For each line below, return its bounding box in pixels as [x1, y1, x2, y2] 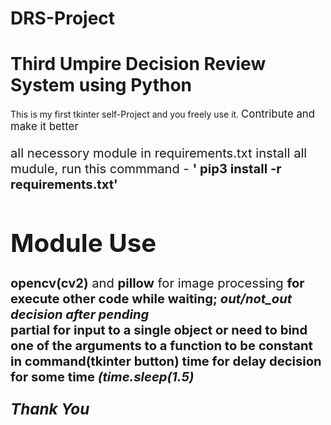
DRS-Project [10, 7, 116, 30]
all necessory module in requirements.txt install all [10, 145, 308, 162]
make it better [10, 120, 79, 134]
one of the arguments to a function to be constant [10, 337, 313, 354]
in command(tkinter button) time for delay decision [10, 352, 322, 369]
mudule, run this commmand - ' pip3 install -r [10, 160, 282, 177]
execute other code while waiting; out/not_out [10, 290, 293, 307]
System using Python [10, 74, 193, 97]
